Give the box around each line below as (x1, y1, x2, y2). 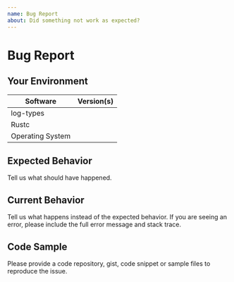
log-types (11, 108, 44, 118)
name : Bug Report (7, 10, 58, 18)
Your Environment (7, 75, 88, 87)
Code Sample (7, 240, 68, 252)
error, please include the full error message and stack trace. (7, 220, 182, 229)
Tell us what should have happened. (7, 173, 112, 182)
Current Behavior (7, 194, 85, 206)
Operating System (11, 131, 71, 141)
